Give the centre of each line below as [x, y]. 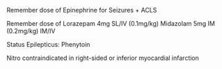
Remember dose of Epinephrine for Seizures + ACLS [82, 10]
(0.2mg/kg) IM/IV [31, 31]
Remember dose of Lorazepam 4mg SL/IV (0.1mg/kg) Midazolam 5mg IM [111, 23]
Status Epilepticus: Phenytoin [48, 44]
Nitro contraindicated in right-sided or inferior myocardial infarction [103, 58]
